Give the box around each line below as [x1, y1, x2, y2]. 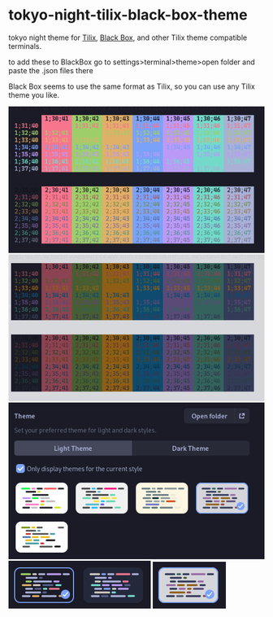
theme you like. [8, 90, 59, 99]
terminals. [8, 41, 42, 50]
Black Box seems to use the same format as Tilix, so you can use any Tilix [8, 81, 256, 91]
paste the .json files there [8, 65, 93, 75]
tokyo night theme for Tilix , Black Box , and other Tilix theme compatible [8, 33, 248, 42]
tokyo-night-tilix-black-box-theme [8, 6, 248, 24]
